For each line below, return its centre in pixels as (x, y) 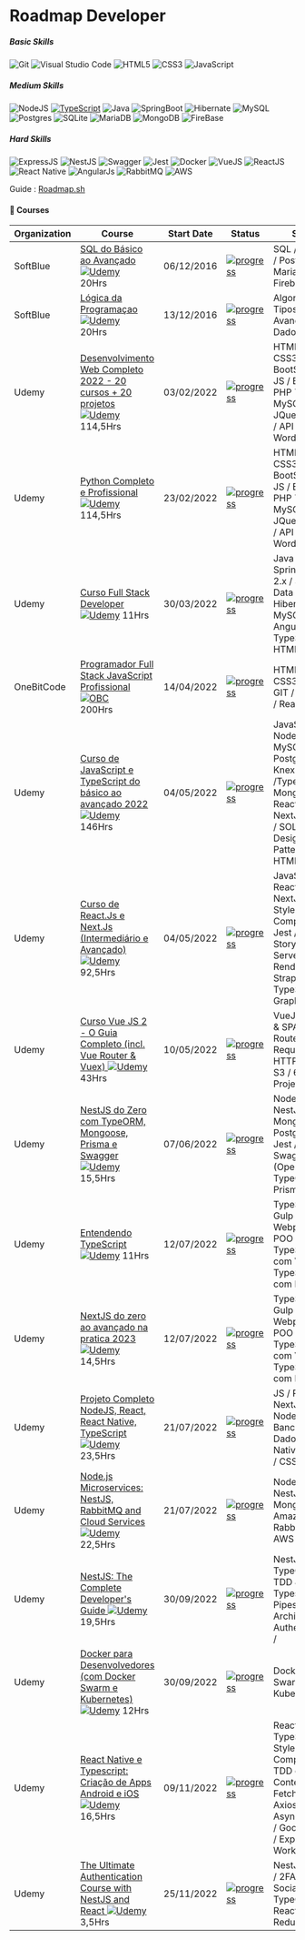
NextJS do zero (113, 1316)
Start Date (190, 234)
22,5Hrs (98, 1545)
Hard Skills (30, 138)
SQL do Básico (112, 249)
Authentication (112, 1877)
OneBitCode (40, 687)
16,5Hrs (98, 1816)
